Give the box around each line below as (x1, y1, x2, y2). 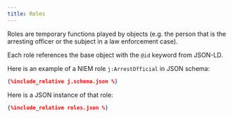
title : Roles (7, 10, 46, 18)
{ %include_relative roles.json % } (7, 104, 109, 111)
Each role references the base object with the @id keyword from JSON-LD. (7, 51, 223, 59)
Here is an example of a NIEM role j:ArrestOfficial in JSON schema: (7, 64, 210, 72)
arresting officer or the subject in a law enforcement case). (7, 37, 178, 46)
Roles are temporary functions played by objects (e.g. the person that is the (7, 29, 227, 38)
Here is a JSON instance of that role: (7, 91, 114, 99)
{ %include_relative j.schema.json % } (7, 78, 118, 85)
